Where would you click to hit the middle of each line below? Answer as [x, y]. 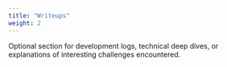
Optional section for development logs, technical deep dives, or [113, 45]
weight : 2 [25, 23]
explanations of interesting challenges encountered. [95, 54]
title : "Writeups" [39, 16]
